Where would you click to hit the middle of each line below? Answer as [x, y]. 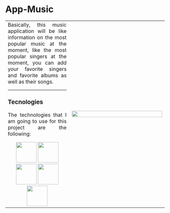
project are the [37, 127]
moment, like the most [37, 50]
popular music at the [37, 44]
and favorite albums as [37, 75]
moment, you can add [37, 63]
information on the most [37, 37]
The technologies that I [37, 115]
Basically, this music [37, 25]
